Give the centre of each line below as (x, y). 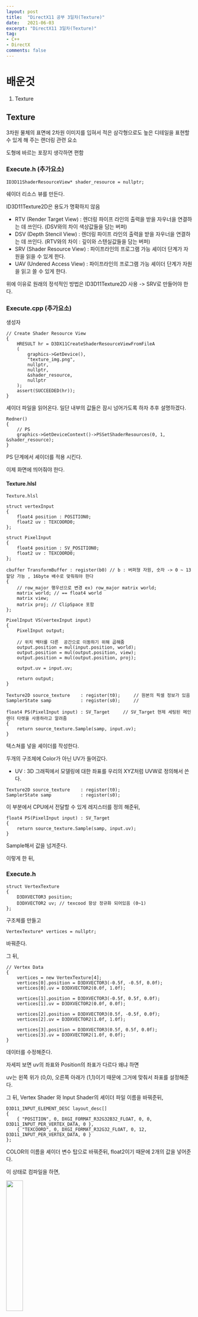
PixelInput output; (41, 631)
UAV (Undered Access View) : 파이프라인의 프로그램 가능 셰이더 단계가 (98, 264)
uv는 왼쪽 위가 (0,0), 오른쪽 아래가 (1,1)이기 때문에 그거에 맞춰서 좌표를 (87, 1077)
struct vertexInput (30, 506)
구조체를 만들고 (24, 920)
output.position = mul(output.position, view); (76, 653)
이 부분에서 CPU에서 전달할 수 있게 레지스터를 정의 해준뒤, (73, 807)
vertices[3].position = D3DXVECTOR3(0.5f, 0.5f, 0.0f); (87, 1030)
